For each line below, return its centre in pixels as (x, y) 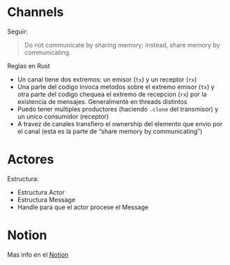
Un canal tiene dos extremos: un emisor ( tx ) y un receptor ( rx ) (107, 79)
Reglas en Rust (29, 66)
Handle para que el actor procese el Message (83, 207)
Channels (36, 12)
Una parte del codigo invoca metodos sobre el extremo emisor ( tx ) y (116, 86)
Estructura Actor (41, 192)
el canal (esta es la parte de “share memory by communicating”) (110, 131)
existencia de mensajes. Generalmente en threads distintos (102, 101)
